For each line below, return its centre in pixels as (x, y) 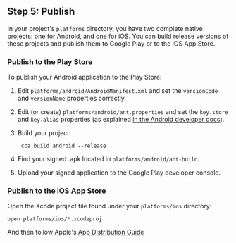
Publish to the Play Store (50, 61)
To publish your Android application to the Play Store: (85, 77)
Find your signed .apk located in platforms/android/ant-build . (108, 159)
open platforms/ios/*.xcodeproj (55, 219)
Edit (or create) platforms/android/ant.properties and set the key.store (123, 112)
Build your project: (44, 133)
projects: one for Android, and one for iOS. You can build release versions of (118, 36)
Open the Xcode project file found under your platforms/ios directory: (110, 206)
